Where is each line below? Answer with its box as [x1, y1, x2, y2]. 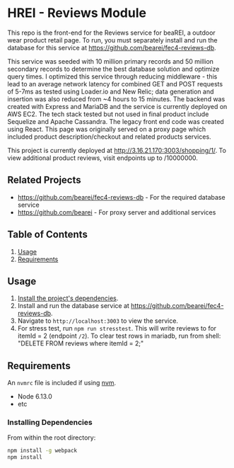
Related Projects [7, 174, 81, 186]
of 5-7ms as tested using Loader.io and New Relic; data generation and [7, 87, 214, 96]
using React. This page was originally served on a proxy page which [7, 125, 206, 133]
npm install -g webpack [7, 447, 78, 455]
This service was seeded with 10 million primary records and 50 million [7, 57, 214, 65]
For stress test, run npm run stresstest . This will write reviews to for [17, 324, 217, 333]
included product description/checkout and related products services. [7, 132, 211, 141]
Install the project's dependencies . [17, 294, 119, 302]
